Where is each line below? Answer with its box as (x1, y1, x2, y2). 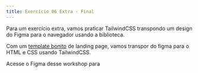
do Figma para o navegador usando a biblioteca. (6, 31, 125, 38)
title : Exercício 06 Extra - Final (6, 8, 95, 15)
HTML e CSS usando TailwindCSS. (6, 48, 91, 56)
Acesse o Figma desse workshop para (6, 60, 100, 67)
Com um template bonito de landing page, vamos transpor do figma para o (6, 42, 189, 49)
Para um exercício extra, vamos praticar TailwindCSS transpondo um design (6, 25, 193, 32)
